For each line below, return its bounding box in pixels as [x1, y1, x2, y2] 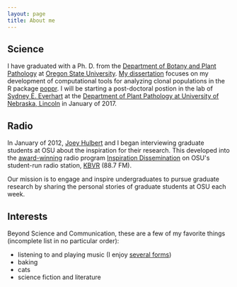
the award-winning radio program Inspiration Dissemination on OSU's [7, 153, 210, 163]
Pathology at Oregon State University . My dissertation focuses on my [7, 69, 209, 78]
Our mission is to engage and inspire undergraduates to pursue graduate [7, 175, 219, 184]
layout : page [7, 10, 46, 18]
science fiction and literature [17, 273, 101, 281]
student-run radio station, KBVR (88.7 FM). [7, 161, 132, 170]
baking [17, 257, 38, 266]
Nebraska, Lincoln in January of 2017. [7, 100, 117, 108]
